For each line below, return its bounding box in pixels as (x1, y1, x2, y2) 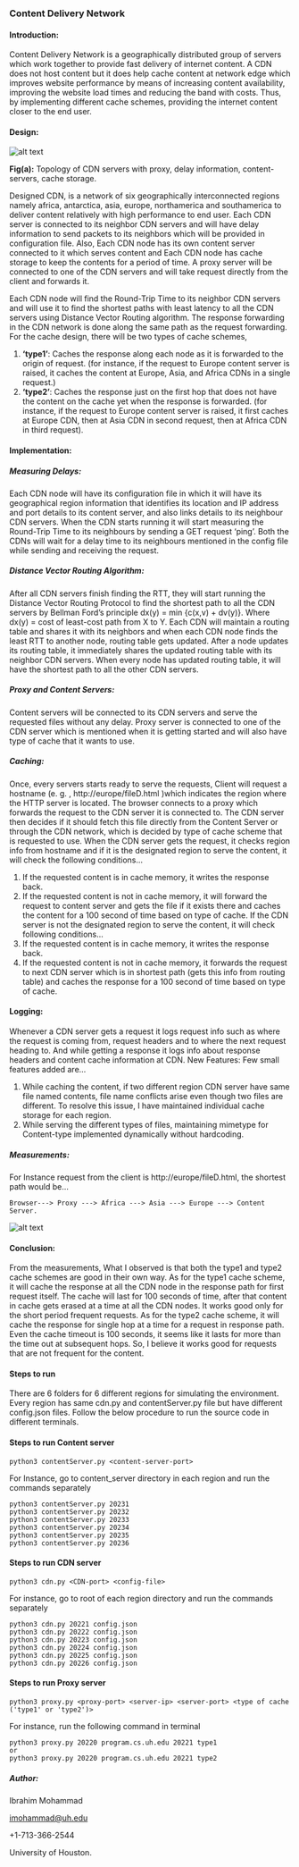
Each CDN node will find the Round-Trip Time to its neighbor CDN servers (9, 293, 281, 304)
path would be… (9, 1181, 69, 1191)
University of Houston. (9, 1846, 92, 1857)
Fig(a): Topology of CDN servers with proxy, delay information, (9, 164, 241, 174)
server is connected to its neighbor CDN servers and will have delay (9, 219, 260, 230)
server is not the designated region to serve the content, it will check (21, 919, 275, 929)
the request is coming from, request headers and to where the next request (9, 1036, 287, 1046)
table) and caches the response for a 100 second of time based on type (21, 976, 286, 987)
